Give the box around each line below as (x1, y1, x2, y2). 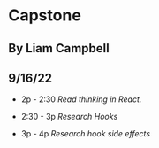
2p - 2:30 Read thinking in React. (20, 94, 142, 105)
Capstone (8, 5, 81, 26)
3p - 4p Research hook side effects (20, 129, 151, 139)
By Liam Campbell (8, 41, 110, 56)
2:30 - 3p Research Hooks (20, 112, 118, 122)
